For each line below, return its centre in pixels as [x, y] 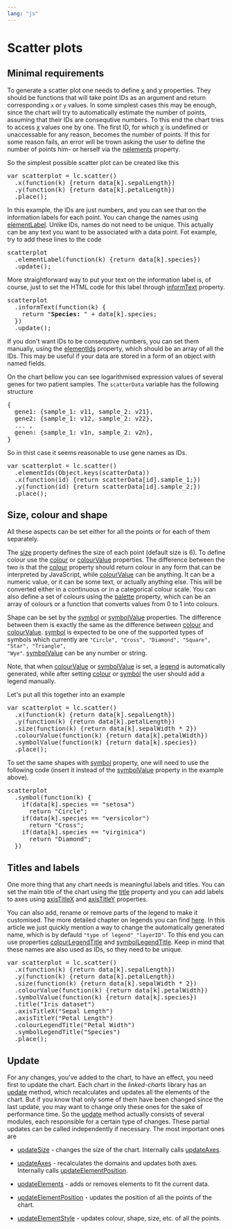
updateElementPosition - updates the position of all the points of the [115, 1198]
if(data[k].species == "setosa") [79, 805]
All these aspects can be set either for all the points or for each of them [109, 532]
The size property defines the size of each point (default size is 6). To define [116, 553]
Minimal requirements [56, 74]
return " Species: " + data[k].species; [89, 314]
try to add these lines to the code [54, 239]
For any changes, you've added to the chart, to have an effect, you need [110, 1077]
